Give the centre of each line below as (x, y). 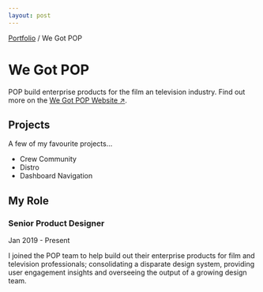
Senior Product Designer (56, 223)
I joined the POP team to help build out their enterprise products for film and (131, 256)
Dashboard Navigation (56, 176)
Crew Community (48, 159)
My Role (29, 201)
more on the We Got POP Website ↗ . (68, 100)
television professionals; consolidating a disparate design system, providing (131, 264)
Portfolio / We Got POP (45, 38)
